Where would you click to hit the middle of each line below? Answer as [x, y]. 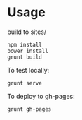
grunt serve [25, 83]
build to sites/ [27, 32]
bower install [28, 51]
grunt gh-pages [29, 109]
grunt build [25, 57]
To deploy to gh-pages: [41, 96]
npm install [25, 44]
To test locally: [28, 70]
